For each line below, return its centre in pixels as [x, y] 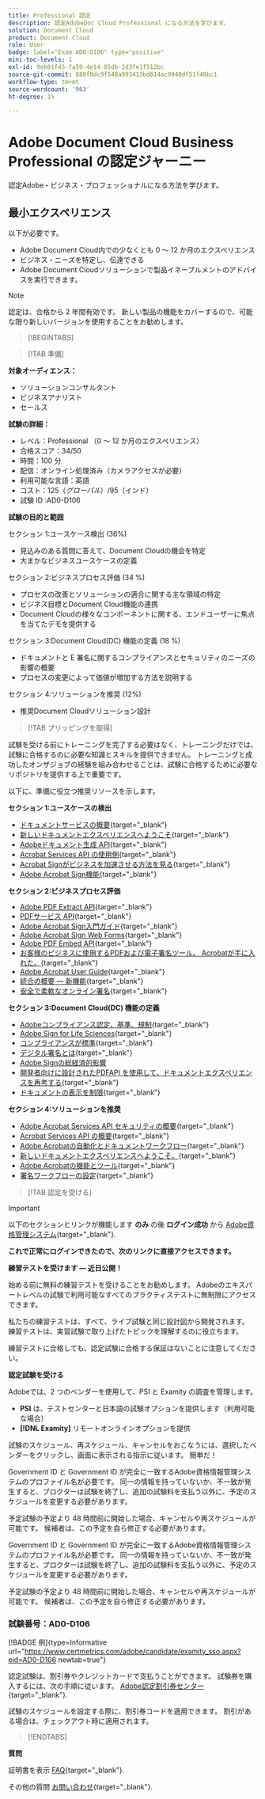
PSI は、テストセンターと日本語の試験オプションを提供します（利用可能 [137, 1408]
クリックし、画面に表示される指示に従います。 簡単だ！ [126, 1455]
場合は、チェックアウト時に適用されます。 [84, 1721]
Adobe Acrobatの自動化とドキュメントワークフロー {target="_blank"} [132, 1146]
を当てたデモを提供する [58, 624]
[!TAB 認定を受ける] [60, 1192]
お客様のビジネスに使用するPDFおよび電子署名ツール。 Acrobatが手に [134, 953]
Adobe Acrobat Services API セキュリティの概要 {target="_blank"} [127, 1126]
